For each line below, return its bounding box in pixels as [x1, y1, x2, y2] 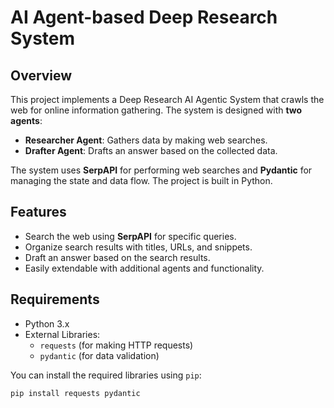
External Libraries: [24, 328, 101, 340]
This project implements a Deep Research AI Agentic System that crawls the [10, 94, 325, 105]
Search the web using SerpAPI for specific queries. [24, 230, 237, 242]
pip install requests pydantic [10, 388, 141, 398]
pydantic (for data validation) [39, 349, 160, 361]
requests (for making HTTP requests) [39, 339, 194, 351]
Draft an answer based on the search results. [24, 251, 211, 263]
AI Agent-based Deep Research [10, 6, 278, 29]
